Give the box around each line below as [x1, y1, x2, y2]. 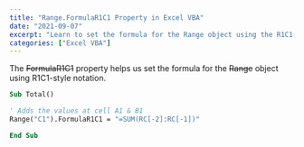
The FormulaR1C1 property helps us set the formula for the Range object [9, 63, 279, 74]
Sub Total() [9, 90, 54, 99]
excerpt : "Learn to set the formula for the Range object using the [9, 30, 273, 39]
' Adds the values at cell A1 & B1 [9, 106, 144, 115]
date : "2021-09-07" [9, 22, 83, 31]
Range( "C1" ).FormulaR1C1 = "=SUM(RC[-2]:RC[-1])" [9, 115, 201, 124]
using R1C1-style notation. [9, 73, 107, 84]
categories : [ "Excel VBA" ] [9, 38, 111, 48]
